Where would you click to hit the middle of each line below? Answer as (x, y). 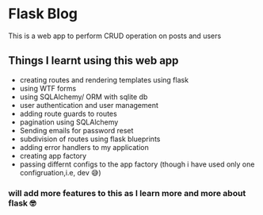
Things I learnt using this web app (93, 61)
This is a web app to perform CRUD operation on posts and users (115, 36)
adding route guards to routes (68, 113)
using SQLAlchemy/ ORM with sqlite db (84, 97)
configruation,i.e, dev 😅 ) (60, 172)
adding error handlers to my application (84, 147)
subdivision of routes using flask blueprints (90, 139)
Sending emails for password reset (76, 130)
